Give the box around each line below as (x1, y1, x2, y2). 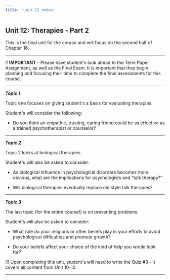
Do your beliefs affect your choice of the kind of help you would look (12, 244, 156, 250)
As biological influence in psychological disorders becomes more (12, 169, 149, 176)
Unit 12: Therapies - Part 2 (5, 26, 90, 35)
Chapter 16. (5, 45, 29, 51)
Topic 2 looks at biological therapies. (5, 150, 82, 156)
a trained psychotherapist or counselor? (12, 125, 96, 131)
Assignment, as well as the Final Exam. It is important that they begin (5, 65, 149, 71)
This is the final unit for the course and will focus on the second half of (5, 40, 153, 46)
